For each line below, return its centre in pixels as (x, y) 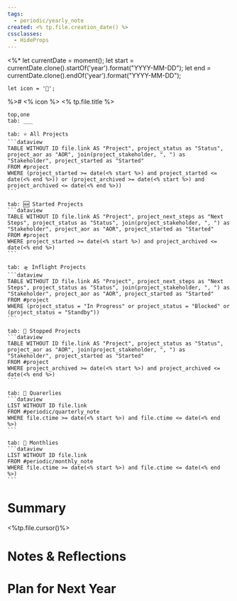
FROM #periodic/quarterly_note (54, 412)
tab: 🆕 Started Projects (45, 204)
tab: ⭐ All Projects (38, 134)
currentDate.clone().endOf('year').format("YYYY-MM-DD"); (94, 76)
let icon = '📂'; (31, 89)
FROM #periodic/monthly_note (50, 462)
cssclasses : (25, 34)
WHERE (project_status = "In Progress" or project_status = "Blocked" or (119, 307)
